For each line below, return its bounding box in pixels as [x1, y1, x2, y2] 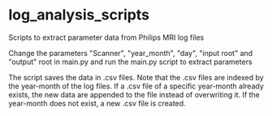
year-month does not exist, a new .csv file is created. [8, 98, 186, 108]
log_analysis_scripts [8, 6, 150, 24]
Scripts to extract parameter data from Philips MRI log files [8, 32, 205, 42]
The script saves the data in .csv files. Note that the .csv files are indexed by [8, 72, 264, 82]
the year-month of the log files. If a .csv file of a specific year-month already [8, 81, 264, 91]
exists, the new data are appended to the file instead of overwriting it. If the [8, 89, 260, 99]
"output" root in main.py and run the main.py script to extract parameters [8, 57, 253, 67]
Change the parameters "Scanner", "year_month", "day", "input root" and [8, 48, 253, 58]
